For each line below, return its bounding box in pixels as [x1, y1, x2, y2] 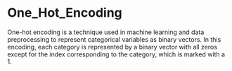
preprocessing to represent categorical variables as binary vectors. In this [7, 35, 221, 43]
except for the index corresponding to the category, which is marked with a [7, 50, 226, 58]
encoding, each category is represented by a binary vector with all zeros [7, 42, 218, 51]
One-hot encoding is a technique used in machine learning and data [7, 28, 205, 36]
